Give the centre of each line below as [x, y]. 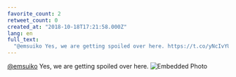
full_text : [23, 40]
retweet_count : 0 [33, 20]
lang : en [20, 33]
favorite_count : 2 [34, 14]
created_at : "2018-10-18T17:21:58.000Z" [67, 27]
